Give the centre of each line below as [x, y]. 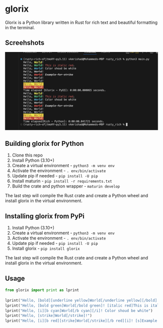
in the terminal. [20, 27]
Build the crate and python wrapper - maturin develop [66, 186]
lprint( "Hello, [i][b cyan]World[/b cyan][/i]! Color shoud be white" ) [79, 311]
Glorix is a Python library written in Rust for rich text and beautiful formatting [81, 22]
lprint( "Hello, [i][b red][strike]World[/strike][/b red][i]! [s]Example [81, 321]
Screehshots [25, 43]
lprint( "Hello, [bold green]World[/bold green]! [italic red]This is [77, 305]
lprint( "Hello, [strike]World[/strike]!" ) [49, 316]
